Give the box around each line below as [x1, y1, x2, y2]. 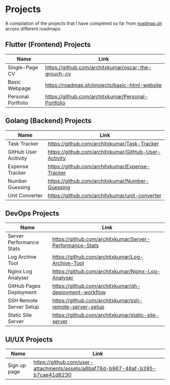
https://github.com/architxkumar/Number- [48, 177, 149, 184]
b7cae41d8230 [33, 371, 72, 378]
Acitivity [8, 154, 27, 161]
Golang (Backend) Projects [5, 116, 92, 125]
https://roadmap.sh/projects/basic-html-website [45, 81, 162, 89]
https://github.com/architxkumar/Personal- [45, 93, 148, 100]
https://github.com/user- [33, 359, 94, 366]
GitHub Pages [8, 282, 41, 289]
